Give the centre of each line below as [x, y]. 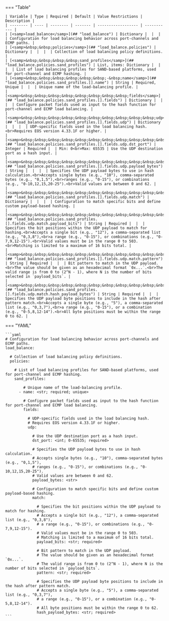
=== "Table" [18, 7]
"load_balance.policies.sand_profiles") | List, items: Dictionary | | [83, 65]
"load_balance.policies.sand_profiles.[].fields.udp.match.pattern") [89, 259]
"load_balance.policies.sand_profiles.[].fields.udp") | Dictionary [88, 122]
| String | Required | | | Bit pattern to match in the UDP [72, 263]
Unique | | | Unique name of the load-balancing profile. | [72, 87]
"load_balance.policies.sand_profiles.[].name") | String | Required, [81, 83]
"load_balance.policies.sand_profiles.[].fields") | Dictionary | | [89, 100]
